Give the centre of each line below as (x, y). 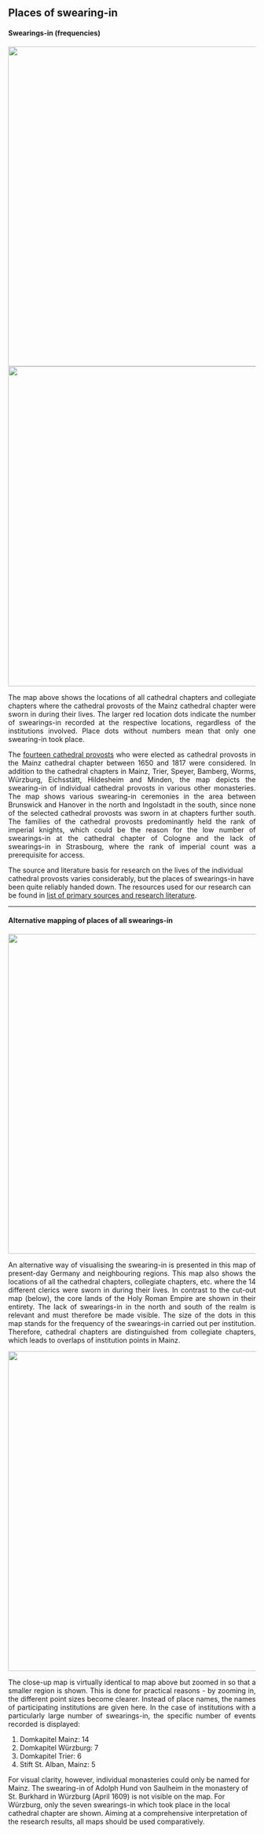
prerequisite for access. (46, 854)
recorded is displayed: (44, 1724)
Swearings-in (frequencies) (54, 33)
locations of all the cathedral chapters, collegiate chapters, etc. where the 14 (132, 1281)
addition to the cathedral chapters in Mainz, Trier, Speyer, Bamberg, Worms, (132, 771)
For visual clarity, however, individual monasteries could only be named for (129, 1780)
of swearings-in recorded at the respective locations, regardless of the (132, 722)
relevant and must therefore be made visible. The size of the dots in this (132, 1315)
